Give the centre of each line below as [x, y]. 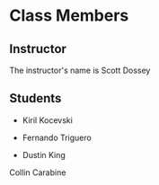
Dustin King [44, 154]
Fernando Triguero [57, 137]
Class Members [69, 16]
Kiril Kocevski [48, 120]
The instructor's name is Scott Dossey [80, 70]
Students [35, 98]
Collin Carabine [38, 172]
